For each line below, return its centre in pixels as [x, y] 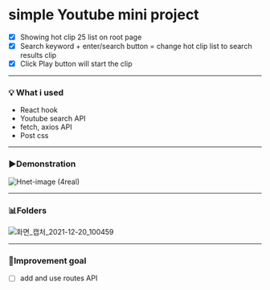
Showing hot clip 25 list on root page [81, 37]
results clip [38, 55]
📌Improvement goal [47, 260]
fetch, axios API [46, 127]
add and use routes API [59, 278]
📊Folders [27, 210]
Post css [34, 136]
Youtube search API [53, 119]
